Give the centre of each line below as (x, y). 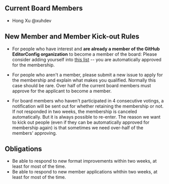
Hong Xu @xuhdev (32, 20)
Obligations (24, 149)
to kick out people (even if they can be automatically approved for (81, 122)
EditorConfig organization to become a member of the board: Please (85, 54)
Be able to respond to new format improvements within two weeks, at (84, 161)
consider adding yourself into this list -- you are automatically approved (87, 59)
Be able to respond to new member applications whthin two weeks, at (85, 172)
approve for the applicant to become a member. (62, 91)
